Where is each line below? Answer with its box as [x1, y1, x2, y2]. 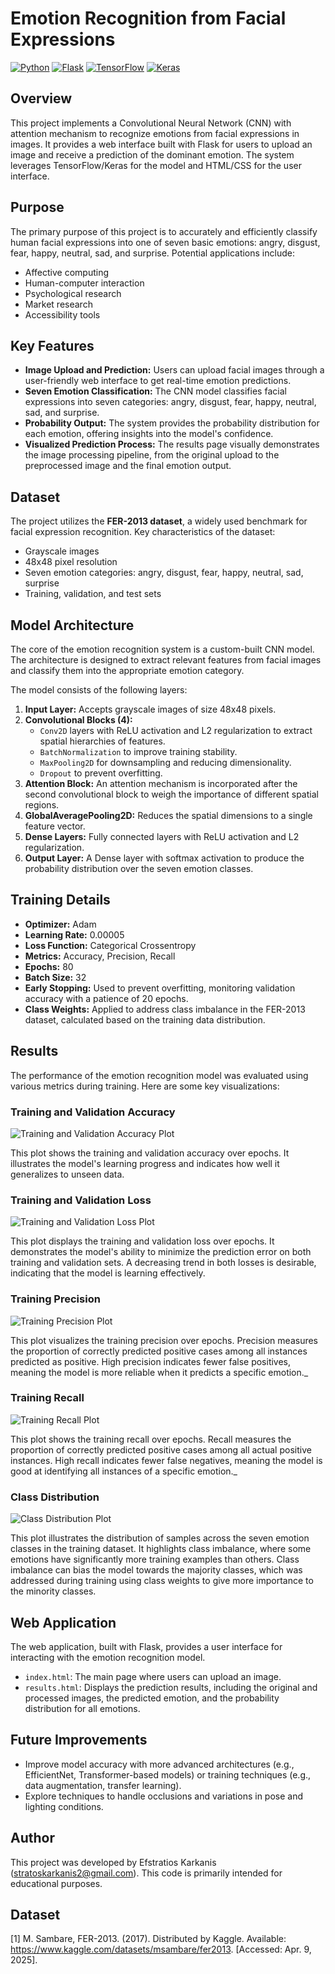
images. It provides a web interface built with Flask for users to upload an [10, 138, 313, 150]
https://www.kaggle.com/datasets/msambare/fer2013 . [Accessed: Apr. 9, [10, 1943, 312, 1956]
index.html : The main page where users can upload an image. [24, 1670, 282, 1682]
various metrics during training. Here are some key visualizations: [10, 1080, 280, 1092]
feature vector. [24, 820, 86, 832]
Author [10, 1830, 55, 1847]
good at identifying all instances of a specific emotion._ [10, 1465, 238, 1477]
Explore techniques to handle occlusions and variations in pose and [24, 1790, 304, 1802]
